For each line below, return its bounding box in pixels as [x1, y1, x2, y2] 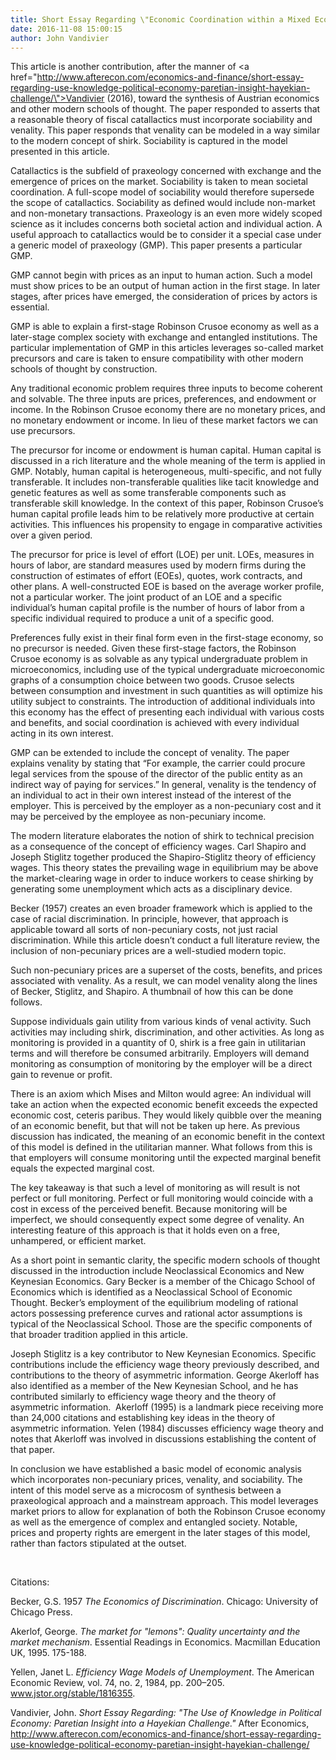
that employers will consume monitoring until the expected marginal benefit [10, 1152, 322, 1164]
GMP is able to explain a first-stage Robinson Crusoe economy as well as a [10, 321, 320, 333]
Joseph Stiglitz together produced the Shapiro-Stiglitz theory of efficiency [10, 851, 317, 863]
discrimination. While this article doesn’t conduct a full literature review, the [10, 934, 320, 946]
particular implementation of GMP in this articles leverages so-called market [10, 342, 324, 354]
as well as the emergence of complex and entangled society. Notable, [10, 1516, 298, 1528]
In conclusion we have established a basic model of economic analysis [10, 1463, 302, 1475]
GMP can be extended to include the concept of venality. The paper [10, 747, 290, 759]
